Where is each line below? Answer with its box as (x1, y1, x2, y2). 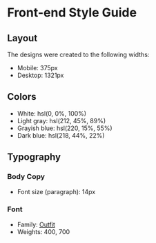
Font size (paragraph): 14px (17, 187, 96, 196)
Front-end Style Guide (7, 5, 137, 21)
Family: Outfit (17, 220, 55, 229)
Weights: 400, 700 (17, 227, 70, 235)
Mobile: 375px (17, 64, 58, 72)
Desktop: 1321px (17, 71, 64, 79)
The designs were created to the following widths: (7, 50, 150, 59)
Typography (7, 151, 61, 163)
